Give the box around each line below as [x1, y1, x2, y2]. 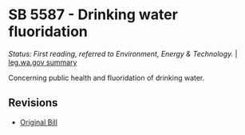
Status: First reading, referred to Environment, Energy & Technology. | [8, 49, 238, 58]
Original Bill [19, 117, 58, 127]
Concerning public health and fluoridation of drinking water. [8, 73, 205, 82]
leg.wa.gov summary [8, 58, 77, 67]
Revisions [8, 96, 58, 109]
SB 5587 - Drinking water [8, 6, 178, 24]
